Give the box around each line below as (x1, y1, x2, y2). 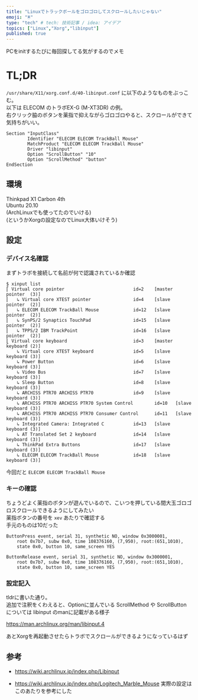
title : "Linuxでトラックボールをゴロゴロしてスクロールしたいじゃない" (6, 8, 162, 15)
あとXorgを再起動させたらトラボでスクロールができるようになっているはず (6, 632, 189, 640)
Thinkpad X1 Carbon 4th (6, 195, 66, 202)
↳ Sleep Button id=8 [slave (17, 379, 170, 385)
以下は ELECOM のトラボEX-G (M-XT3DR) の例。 (6, 104, 126, 111)
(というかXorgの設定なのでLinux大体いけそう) (6, 216, 118, 223)
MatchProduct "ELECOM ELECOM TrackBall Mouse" (27, 141, 144, 147)
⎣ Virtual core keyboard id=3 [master (6, 338, 173, 344)
